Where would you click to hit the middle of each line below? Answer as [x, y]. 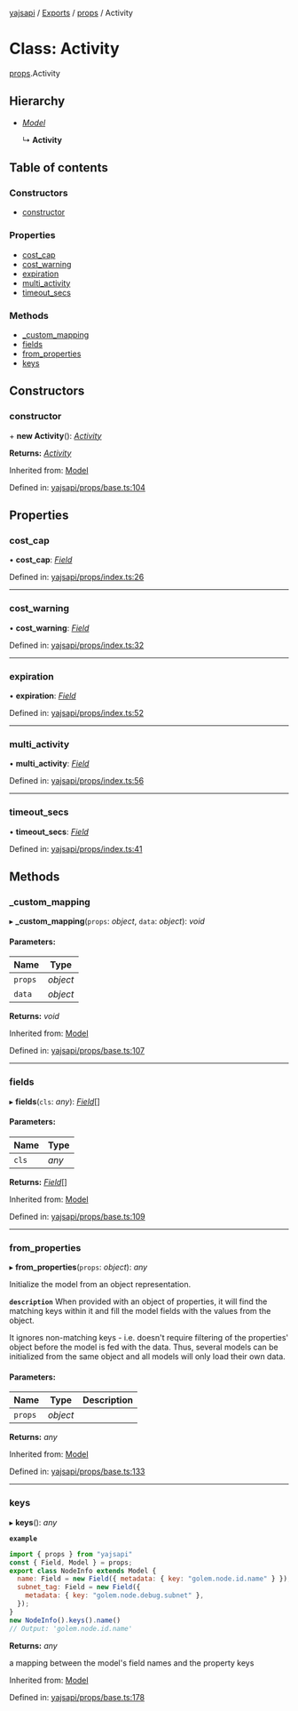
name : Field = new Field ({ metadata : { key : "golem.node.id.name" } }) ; [154, 1579]
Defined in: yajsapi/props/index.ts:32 [77, 645]
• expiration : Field [43, 696]
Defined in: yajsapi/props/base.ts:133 [77, 1472]
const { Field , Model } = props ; [71, 1563]
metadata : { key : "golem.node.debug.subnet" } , [114, 1596]
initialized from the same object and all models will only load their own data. [147, 1357]
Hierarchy [37, 101]
